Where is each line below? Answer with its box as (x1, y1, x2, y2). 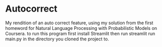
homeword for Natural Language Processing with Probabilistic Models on (5, 25, 157, 31)
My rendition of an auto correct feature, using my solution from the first (5, 20, 153, 26)
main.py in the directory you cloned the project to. (5, 36, 110, 42)
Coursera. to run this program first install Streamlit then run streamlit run (5, 30, 155, 36)
